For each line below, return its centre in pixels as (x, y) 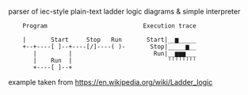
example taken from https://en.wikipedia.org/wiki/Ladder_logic (111, 82)
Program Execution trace (109, 26)
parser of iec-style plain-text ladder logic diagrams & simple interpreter (124, 11)
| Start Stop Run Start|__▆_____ (109, 40)
